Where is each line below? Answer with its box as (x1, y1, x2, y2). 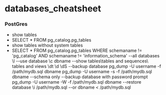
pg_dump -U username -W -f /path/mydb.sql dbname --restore (11, 79, 142, 85)
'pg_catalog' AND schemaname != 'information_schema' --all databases (11, 53, 160, 59)
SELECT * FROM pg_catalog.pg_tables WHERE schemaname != (11, 47, 142, 53)
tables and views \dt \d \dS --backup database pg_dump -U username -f (11, 63, 162, 69)
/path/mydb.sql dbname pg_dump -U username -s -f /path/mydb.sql (11, 69, 152, 75)
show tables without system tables (11, 43, 83, 48)
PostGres (4, 21, 28, 28)
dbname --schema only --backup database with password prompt (11, 74, 148, 80)
